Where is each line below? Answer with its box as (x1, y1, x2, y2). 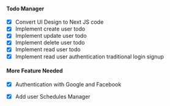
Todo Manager (6, 5, 45, 12)
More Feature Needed (6, 67, 63, 74)
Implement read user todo (15, 46, 81, 53)
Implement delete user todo (15, 39, 85, 46)
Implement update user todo (15, 32, 87, 40)
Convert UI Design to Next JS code (15, 18, 104, 26)
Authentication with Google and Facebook (15, 80, 122, 88)
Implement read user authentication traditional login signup (15, 52, 164, 60)
